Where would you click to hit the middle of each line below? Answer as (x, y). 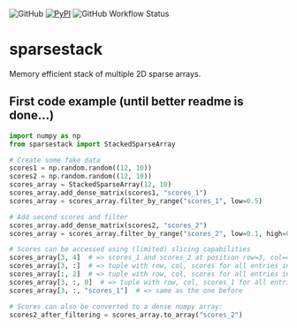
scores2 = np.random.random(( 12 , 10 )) (80, 177)
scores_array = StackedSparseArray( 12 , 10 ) (91, 185)
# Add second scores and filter (69, 217)
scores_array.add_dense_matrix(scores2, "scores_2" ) (108, 225)
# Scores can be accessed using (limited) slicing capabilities (130, 249)
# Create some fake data (55, 160)
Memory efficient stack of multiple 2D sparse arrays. (105, 73)
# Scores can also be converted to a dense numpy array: (116, 306)
